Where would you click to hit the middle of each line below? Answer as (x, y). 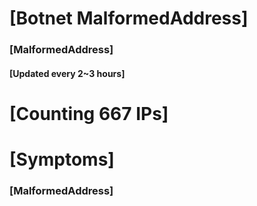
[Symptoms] (62, 159)
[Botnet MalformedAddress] (129, 18)
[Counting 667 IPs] (89, 113)
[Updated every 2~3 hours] (67, 73)
